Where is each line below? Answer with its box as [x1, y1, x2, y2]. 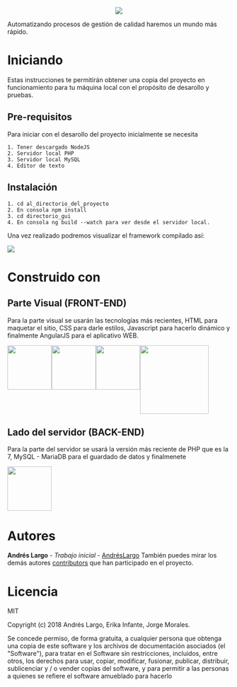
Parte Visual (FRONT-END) [7, 297, 127, 309]
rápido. [7, 28, 28, 35]
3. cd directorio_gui [7, 212, 71, 219]
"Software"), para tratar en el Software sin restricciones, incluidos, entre [7, 650, 218, 658]
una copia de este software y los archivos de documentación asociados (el [7, 642, 226, 650]
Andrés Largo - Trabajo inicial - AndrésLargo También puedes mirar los [7, 551, 217, 560]
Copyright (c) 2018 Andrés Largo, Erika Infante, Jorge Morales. [7, 620, 190, 629]
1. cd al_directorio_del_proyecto [7, 200, 110, 207]
